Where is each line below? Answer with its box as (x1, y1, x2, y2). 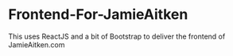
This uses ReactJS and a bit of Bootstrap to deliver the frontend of (8, 32, 226, 41)
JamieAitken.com (8, 39, 65, 49)
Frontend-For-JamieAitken (8, 6, 188, 24)
